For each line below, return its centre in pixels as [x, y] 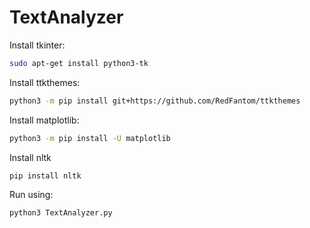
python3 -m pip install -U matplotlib [90, 138]
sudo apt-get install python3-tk [79, 63]
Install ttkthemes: [45, 82]
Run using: [31, 195]
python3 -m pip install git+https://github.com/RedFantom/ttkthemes [155, 101]
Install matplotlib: [44, 120]
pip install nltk [45, 176]
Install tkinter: [37, 45]
